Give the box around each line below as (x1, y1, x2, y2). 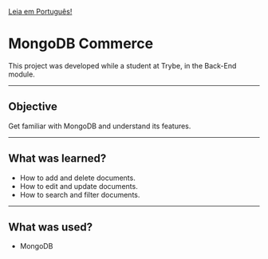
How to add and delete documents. (19, 173, 136, 182)
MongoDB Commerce (8, 35, 154, 53)
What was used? (8, 220, 93, 233)
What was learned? (8, 151, 107, 166)
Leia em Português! (8, 7, 73, 16)
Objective (8, 100, 58, 114)
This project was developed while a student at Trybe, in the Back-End (8, 61, 237, 70)
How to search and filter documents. (19, 190, 140, 199)
